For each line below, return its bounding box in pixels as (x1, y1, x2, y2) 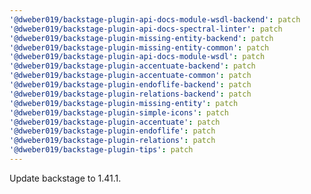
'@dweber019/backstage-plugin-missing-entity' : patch (9, 98, 239, 108)
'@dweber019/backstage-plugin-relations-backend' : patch (9, 89, 252, 99)
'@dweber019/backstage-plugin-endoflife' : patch (9, 126, 216, 136)
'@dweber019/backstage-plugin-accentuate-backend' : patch (9, 61, 256, 71)
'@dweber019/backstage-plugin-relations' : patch (9, 136, 216, 146)
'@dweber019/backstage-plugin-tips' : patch (9, 145, 194, 155)
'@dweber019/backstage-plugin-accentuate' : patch (9, 117, 221, 127)
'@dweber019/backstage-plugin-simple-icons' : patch (9, 107, 229, 118)
